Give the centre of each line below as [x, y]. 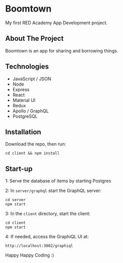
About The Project [35, 39]
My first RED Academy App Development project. [56, 23]
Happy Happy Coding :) [30, 255]
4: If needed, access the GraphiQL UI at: [47, 237]
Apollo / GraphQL [30, 111]
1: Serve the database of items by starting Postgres [58, 181]
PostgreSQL [25, 116]
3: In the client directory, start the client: [48, 214]
